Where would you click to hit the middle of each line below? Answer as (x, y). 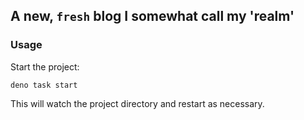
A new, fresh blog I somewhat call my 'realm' (152, 16)
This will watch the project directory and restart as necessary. (137, 103)
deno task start (44, 85)
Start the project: (45, 66)
